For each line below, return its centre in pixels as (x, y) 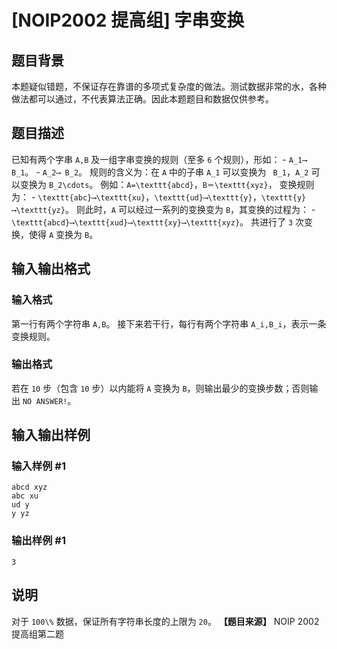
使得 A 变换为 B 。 (63, 234)
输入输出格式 (51, 269)
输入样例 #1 (38, 466)
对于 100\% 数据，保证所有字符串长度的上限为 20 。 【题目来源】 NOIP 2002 (165, 621)
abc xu (25, 496)
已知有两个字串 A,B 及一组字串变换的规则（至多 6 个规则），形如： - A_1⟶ (159, 159)
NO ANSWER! (45, 401)
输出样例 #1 (38, 541)
